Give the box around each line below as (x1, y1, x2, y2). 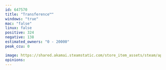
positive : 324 (5, 30, 35, 35)
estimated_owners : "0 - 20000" (5, 39, 70, 44)
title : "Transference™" (5, 12, 54, 17)
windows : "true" (5, 16, 39, 21)
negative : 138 (5, 35, 35, 40)
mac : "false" (5, 21, 32, 26)
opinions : (5, 57, 26, 62)
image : (5, 53, 19, 58)
